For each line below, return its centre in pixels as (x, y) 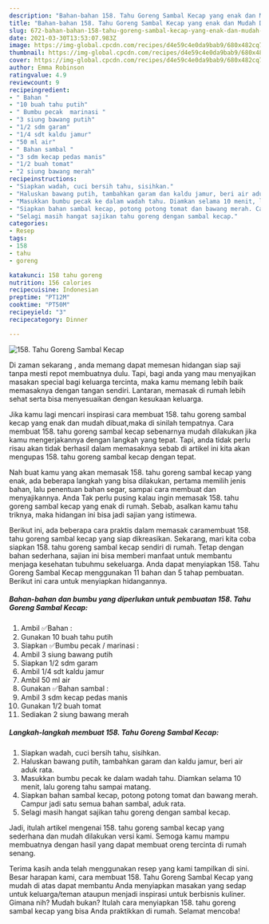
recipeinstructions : (44, 179)
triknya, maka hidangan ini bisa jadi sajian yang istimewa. (103, 514)
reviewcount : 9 (34, 82)
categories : (29, 224)
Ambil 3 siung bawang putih (67, 654)
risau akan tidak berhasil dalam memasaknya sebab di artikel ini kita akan (130, 448)
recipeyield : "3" (38, 312)
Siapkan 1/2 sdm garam (59, 663)
